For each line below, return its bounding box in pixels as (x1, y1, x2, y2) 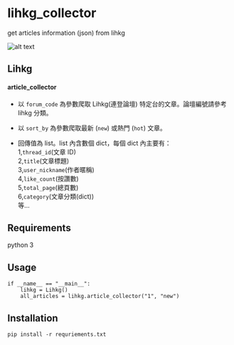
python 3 (7, 240, 34, 250)
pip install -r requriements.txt (7, 331, 107, 338)
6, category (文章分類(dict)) (17, 192, 95, 201)
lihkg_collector (7, 5, 97, 21)
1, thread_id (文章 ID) (17, 147, 76, 156)
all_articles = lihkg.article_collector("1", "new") (20, 293, 180, 300)
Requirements (7, 222, 71, 234)
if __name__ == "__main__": (7, 280, 91, 287)
